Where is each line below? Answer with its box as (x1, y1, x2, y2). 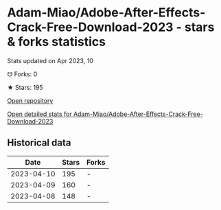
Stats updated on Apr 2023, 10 (7, 56, 94, 65)
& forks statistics (7, 34, 106, 49)
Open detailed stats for (7, 110, 72, 118)
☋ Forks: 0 (7, 70, 38, 78)
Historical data (7, 137, 71, 149)
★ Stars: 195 (7, 83, 43, 91)
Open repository (7, 96, 54, 104)
